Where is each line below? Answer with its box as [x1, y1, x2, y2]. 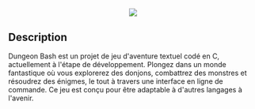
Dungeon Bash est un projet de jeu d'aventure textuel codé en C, [8, 51, 220, 61]
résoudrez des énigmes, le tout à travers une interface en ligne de [8, 77, 223, 86]
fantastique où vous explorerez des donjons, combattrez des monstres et [8, 68, 247, 77]
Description [8, 30, 67, 43]
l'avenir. [8, 93, 34, 103]
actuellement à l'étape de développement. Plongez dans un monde [8, 60, 227, 69]
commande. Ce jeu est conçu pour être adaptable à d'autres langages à [8, 85, 243, 94]
